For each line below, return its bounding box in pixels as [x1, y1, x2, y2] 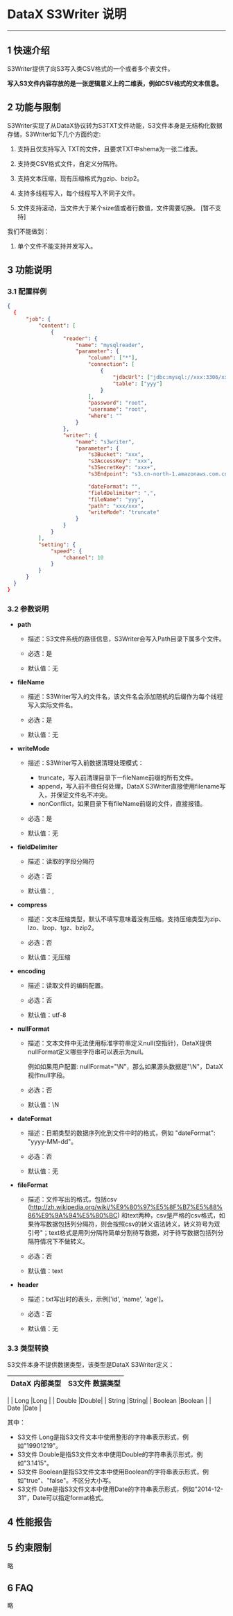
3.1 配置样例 [7, 286, 47, 296]
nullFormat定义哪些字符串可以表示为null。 [27, 1047, 148, 1056]
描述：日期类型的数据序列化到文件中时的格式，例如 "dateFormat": [27, 1129, 216, 1137]
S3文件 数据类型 [68, 1379, 121, 1388]
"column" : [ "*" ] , [87, 355, 138, 362]
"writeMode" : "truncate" [87, 509, 159, 516]
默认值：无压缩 [27, 953, 71, 961]
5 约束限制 [7, 1542, 52, 1554]
